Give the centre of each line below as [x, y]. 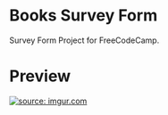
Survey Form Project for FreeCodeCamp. [84, 40]
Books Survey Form [84, 16]
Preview [40, 76]
